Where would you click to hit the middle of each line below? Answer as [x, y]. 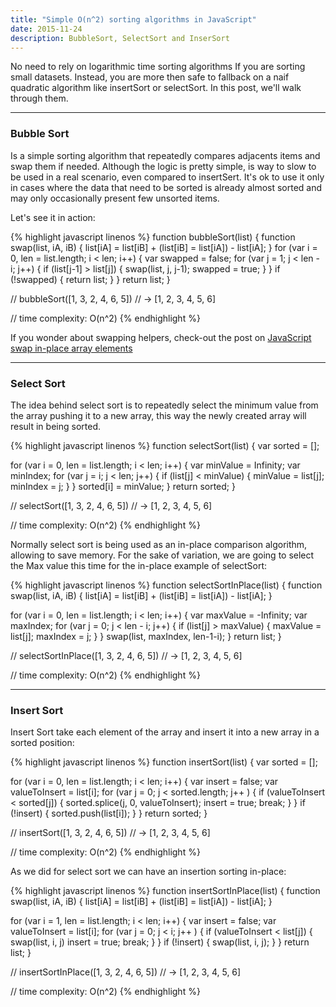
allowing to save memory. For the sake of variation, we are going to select [162, 555]
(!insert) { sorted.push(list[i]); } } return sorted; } [109, 813]
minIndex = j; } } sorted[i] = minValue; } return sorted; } [123, 486]
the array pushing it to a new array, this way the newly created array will [158, 415]
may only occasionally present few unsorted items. [115, 198]
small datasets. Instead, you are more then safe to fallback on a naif [150, 77]
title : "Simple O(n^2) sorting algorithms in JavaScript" [133, 19]
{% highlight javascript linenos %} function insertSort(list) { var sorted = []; [164, 762]
